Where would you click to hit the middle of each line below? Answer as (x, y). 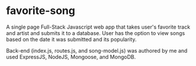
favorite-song (41, 11)
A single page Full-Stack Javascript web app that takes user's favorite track (98, 27)
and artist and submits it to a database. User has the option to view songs (96, 33)
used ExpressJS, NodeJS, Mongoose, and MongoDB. (71, 57)
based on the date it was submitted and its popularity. (71, 39)
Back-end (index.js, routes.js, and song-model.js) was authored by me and (97, 50)
